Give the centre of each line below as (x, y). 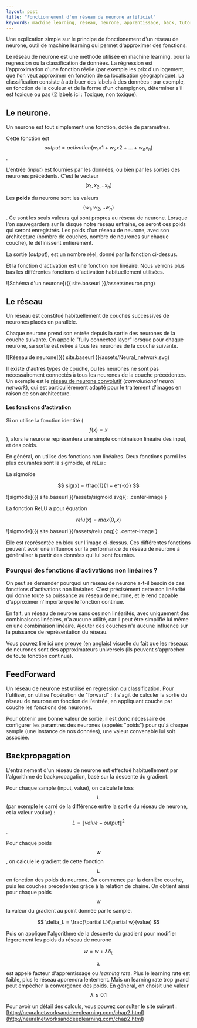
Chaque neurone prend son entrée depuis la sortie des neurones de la (91, 334)
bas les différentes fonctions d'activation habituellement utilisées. (85, 272)
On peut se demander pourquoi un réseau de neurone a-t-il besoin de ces (95, 583)
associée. (18, 737)
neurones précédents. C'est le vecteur (52, 176)
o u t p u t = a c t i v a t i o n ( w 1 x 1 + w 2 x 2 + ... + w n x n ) (98, 148)
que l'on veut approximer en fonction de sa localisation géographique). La (95, 76)
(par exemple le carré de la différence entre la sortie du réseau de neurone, (97, 806)
